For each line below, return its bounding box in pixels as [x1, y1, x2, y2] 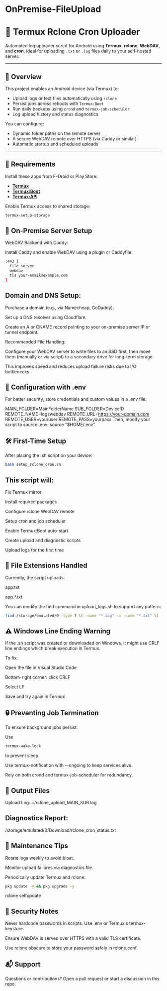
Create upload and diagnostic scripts [5, 537, 81, 543]
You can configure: [5, 120, 44, 126]
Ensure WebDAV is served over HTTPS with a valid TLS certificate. [5, 935, 142, 941]
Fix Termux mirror [5, 489, 42, 495]
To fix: [5, 655, 18, 661]
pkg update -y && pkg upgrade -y [5, 883, 75, 889]
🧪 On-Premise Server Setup [5, 226, 92, 235]
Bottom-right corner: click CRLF [5, 674, 71, 680]
